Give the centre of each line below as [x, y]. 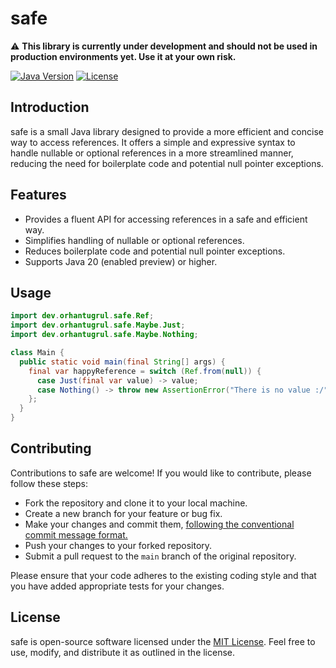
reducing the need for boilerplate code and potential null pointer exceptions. [167, 163]
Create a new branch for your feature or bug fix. [123, 513]
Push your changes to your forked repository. [118, 545]
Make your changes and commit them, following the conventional [159, 524]
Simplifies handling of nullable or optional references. [134, 240]
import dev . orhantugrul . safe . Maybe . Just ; [98, 325]
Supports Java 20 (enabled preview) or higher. [121, 261]
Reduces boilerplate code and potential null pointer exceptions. [155, 251]
